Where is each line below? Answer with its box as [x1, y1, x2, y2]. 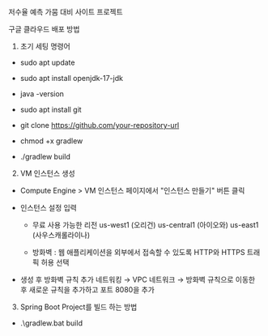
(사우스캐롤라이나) [32, 230, 91, 240]
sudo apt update [19, 57, 75, 67]
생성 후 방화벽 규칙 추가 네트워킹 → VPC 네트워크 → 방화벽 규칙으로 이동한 [19, 274, 256, 284]
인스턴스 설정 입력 [19, 203, 77, 212]
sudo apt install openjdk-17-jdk [19, 74, 124, 83]
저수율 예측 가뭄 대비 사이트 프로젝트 [8, 7, 123, 16]
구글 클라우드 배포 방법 [8, 24, 80, 34]
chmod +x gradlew [19, 136, 83, 146]
